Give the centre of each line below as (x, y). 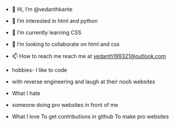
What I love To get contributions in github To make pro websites (90, 116)
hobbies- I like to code (39, 70)
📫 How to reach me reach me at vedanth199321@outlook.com (89, 56)
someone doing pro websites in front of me (65, 105)
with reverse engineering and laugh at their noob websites (83, 82)
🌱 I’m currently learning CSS (47, 32)
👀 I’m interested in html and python (55, 21)
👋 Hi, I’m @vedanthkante (42, 9)
